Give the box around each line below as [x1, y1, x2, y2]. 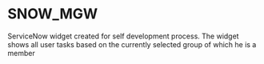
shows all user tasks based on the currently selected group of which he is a [7, 39, 257, 49]
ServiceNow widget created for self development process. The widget [7, 31, 239, 41]
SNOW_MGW [7, 5, 98, 23]
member [7, 48, 35, 58]
